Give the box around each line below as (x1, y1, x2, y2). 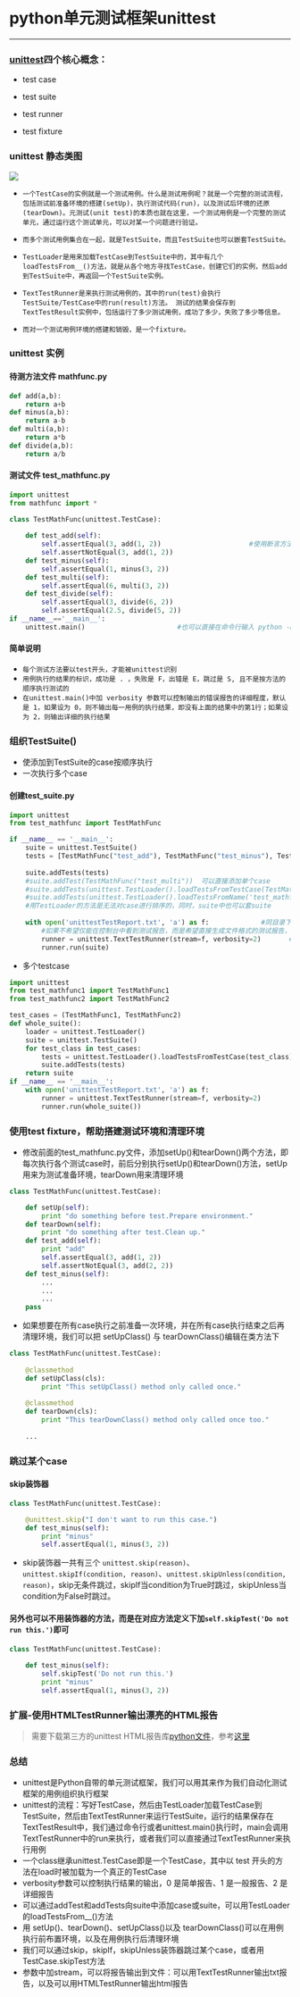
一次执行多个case (21, 768, 87, 779)
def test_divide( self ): (25, 589, 114, 598)
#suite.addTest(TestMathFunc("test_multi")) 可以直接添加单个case (25, 876, 271, 885)
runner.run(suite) (41, 943, 110, 952)
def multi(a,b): (9, 425, 70, 434)
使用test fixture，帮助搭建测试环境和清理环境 (9, 1124, 205, 1137)
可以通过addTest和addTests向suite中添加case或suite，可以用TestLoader (21, 1900, 290, 1911)
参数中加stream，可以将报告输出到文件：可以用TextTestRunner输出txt (21, 1967, 279, 1978)
